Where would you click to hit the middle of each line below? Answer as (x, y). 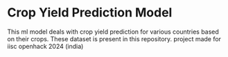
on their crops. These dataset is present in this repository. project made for (114, 38)
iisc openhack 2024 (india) (45, 46)
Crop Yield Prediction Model (90, 13)
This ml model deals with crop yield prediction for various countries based (113, 32)
